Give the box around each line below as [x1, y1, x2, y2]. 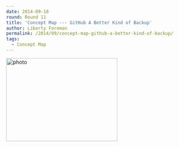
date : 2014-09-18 [6, 8, 49, 15]
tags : [6, 36, 20, 42]
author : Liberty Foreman [6, 25, 68, 31]
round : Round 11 [6, 14, 46, 20]
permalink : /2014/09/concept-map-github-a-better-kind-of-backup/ [6, 31, 174, 37]
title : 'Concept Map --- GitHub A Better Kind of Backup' [6, 19, 152, 25]
